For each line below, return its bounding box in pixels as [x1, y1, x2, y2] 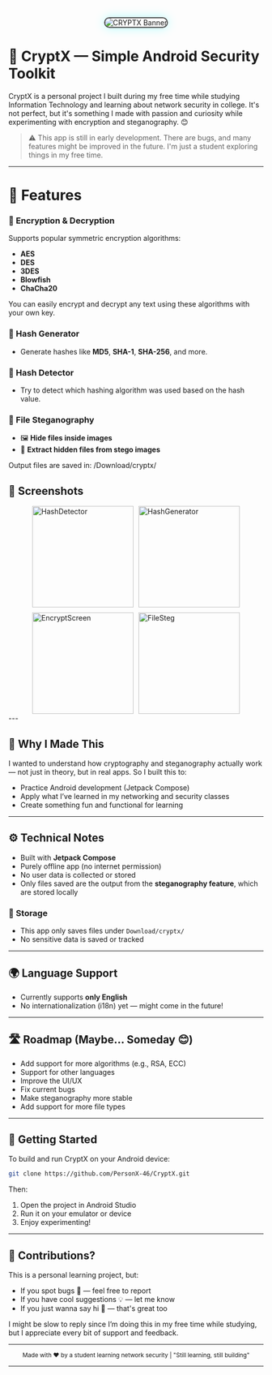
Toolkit [8, 65, 56, 83]
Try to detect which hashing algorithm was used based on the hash [19, 385, 245, 395]
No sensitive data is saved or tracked [19, 935, 144, 944]
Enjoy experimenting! [19, 1218, 91, 1227]
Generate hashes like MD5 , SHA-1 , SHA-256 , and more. [19, 346, 208, 356]
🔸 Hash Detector [8, 367, 74, 378]
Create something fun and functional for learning [19, 800, 184, 810]
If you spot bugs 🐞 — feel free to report [19, 1286, 151, 1296]
